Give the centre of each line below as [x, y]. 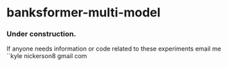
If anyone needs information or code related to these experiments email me [114, 49]
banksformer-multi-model [84, 13]
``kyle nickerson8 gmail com [47, 56]
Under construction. [42, 34]
